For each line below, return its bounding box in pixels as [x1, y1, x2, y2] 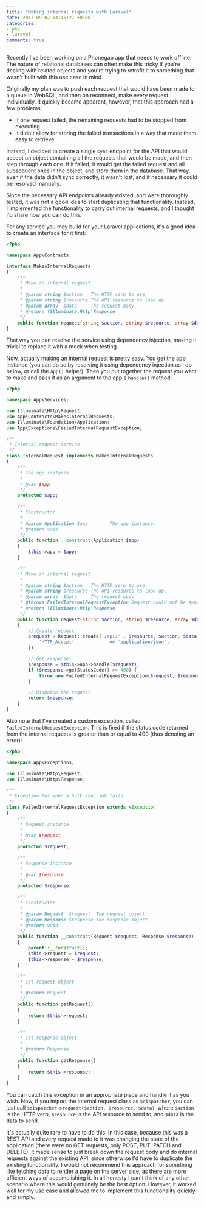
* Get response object [19, 1035, 78, 1041]
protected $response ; [17, 883, 72, 889]
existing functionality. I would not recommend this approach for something [6, 1161, 192, 1169]
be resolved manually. [6, 180, 62, 187]
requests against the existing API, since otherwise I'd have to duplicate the [6, 1155, 193, 1162]
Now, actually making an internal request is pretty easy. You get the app [6, 354, 186, 362]
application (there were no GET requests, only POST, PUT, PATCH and [6, 1142, 182, 1149]
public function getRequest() [17, 1001, 94, 1007]
